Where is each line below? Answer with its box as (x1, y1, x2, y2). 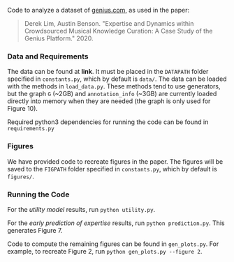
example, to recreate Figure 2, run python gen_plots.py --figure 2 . (7, 247, 203, 255)
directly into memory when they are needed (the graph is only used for (7, 97, 211, 105)
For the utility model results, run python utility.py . (7, 205, 156, 213)
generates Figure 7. (7, 226, 63, 234)
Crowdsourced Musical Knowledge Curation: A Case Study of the (24, 27, 213, 35)
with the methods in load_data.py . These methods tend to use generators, (7, 82, 221, 91)
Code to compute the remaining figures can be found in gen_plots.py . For (7, 240, 219, 248)
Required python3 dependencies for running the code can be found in (7, 118, 209, 126)
